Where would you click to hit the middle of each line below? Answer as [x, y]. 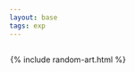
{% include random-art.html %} [68, 60]
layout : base [34, 17]
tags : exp [28, 26]
